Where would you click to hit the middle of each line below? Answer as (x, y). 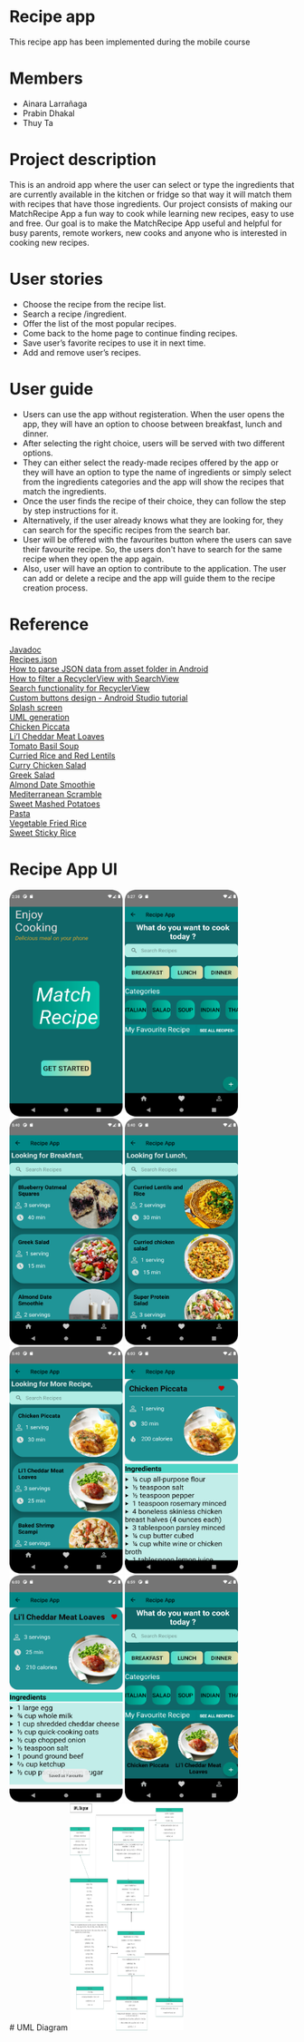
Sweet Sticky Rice (43, 833)
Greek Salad (33, 775)
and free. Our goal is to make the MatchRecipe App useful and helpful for (146, 223)
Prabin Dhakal (48, 113)
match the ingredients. (64, 491)
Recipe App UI (63, 869)
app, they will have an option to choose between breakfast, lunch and (152, 424)
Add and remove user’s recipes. (82, 352)
